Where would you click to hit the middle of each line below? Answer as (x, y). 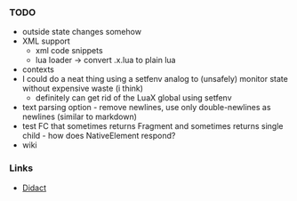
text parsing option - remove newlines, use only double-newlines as (146, 108)
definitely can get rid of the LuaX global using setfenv (134, 98)
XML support (46, 41)
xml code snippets (69, 51)
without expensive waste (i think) (83, 88)
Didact (34, 188)
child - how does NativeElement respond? (99, 136)
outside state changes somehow (82, 32)
